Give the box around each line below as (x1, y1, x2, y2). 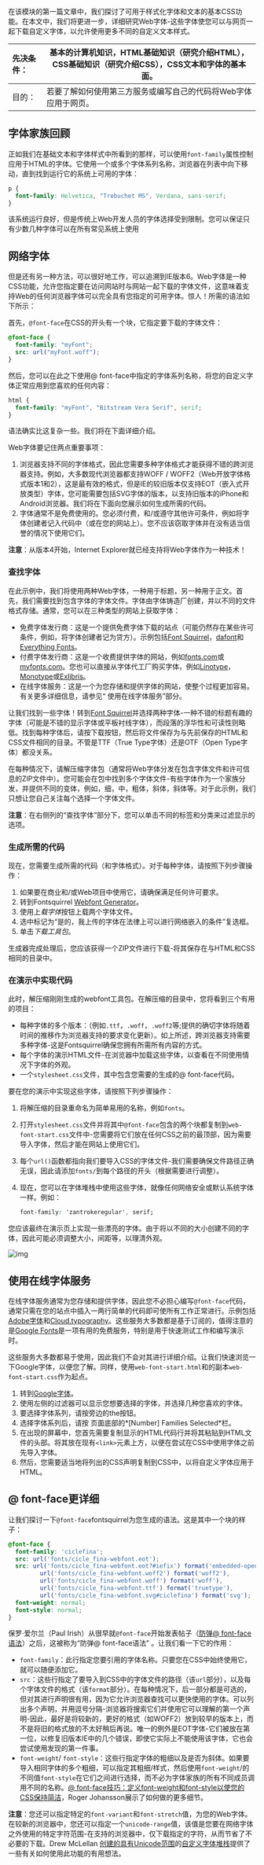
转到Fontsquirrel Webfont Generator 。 (19, 897, 144, 907)
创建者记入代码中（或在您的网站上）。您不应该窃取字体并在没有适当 (26, 518, 244, 528)
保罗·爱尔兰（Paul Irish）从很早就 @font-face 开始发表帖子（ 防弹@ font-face (8, 1628, 251, 1638)
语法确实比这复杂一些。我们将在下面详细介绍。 (8, 426, 159, 436)
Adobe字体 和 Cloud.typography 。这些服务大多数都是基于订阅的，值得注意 (8, 1315, 247, 1325)
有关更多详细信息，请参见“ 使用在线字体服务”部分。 (19, 691, 187, 701)
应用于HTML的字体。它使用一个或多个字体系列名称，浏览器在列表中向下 (8, 159, 242, 168)
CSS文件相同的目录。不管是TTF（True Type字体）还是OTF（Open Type (8, 738, 241, 747)
